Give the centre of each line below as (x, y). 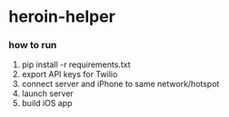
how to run (33, 45)
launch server (47, 93)
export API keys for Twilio (70, 74)
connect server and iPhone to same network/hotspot (120, 84)
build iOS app (47, 103)
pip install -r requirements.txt (76, 64)
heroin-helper (62, 17)
